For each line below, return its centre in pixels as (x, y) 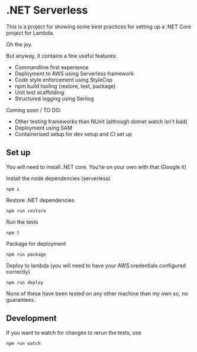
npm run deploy (25, 282)
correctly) (18, 272)
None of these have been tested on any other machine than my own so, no (97, 294)
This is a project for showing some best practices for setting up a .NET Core (99, 27)
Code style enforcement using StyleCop (64, 80)
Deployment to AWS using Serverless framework (74, 73)
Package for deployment (36, 243)
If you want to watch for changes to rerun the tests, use (74, 333)
